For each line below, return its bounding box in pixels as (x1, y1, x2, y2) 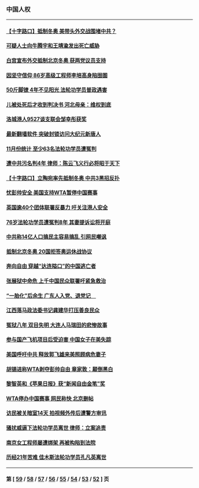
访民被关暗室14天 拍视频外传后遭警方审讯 (6, 410, 107, 417)
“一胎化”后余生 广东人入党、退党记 (6, 292, 91, 299)
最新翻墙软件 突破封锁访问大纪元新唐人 (6, 131, 101, 138)
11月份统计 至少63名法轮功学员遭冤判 (6, 145, 97, 152)
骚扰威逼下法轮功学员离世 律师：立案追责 (6, 424, 107, 431)
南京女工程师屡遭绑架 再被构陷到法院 (6, 439, 96, 446)
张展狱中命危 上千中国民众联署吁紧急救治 (6, 277, 107, 284)
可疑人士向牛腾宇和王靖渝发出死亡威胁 (6, 42, 99, 49)
